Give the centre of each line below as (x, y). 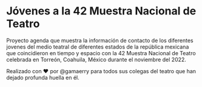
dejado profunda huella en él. (43, 77)
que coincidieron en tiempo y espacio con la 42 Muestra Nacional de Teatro (101, 53)
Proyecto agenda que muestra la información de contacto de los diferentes (100, 40)
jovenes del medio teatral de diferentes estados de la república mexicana (98, 47)
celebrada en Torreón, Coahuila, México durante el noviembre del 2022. (96, 59)
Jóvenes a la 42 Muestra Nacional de (101, 11)
